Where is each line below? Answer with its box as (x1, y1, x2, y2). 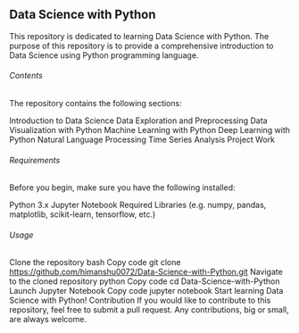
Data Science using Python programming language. (9, 49, 199, 61)
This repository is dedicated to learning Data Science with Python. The (9, 30, 270, 41)
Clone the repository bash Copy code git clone (9, 257, 181, 268)
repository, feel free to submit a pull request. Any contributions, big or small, (9, 304, 289, 315)
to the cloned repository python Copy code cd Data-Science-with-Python (9, 276, 280, 287)
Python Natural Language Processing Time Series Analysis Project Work (9, 134, 275, 146)
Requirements (9, 154, 61, 165)
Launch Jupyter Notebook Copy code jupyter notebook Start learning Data (9, 286, 284, 296)
